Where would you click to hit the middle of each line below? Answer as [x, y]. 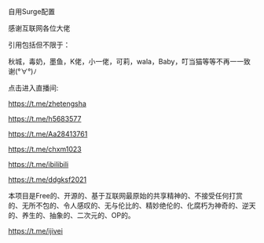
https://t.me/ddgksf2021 [48, 180]
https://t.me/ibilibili [38, 164]
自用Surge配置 [32, 11]
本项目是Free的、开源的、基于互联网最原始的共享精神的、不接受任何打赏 [126, 196]
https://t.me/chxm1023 [45, 149]
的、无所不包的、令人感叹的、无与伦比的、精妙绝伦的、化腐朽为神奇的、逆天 [132, 205]
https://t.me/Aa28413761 [48, 134]
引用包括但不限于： [39, 45]
